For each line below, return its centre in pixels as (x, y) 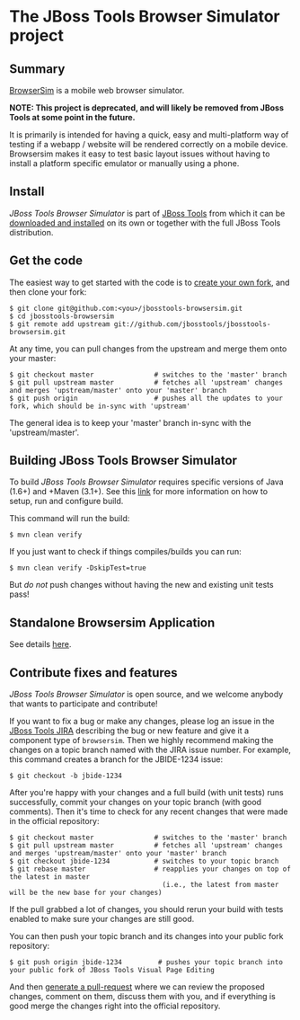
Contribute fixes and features (93, 673)
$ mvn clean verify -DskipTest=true (78, 568)
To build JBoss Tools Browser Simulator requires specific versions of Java (147, 482)
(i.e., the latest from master (221, 885)
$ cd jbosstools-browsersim (62, 316)
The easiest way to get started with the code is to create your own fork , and (150, 282)
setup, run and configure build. (66, 501)
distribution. (31, 232)
